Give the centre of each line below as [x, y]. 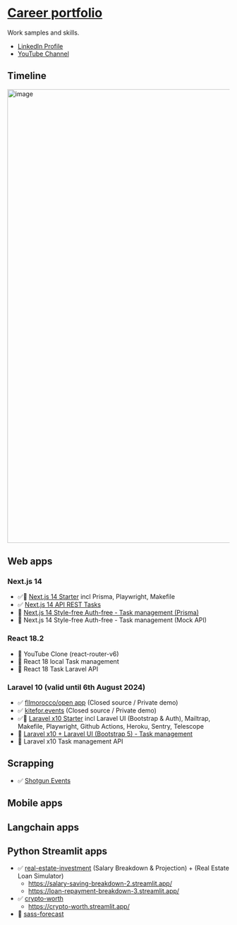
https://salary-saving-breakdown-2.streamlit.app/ [100, 883]
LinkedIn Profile [40, 46]
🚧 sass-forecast [41, 914]
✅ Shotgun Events [44, 780]
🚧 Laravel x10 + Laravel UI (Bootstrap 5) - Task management [105, 734]
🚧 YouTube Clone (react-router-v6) [68, 654]
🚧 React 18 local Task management [68, 661]
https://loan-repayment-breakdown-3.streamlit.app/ [104, 891]
